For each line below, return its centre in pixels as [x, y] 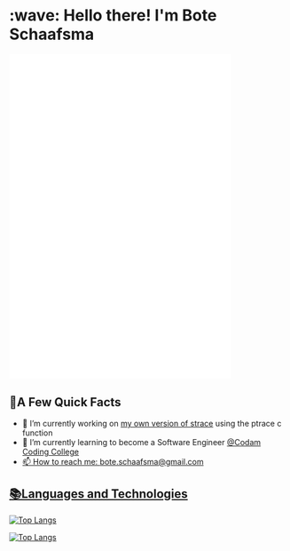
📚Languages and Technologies [98, 494]
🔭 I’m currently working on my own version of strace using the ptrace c [152, 424]
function [37, 433]
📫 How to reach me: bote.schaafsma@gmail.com [113, 462]
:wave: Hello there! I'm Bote [113, 16]
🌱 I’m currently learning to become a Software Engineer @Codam [141, 443]
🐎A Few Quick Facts [65, 402]
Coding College [51, 452]
